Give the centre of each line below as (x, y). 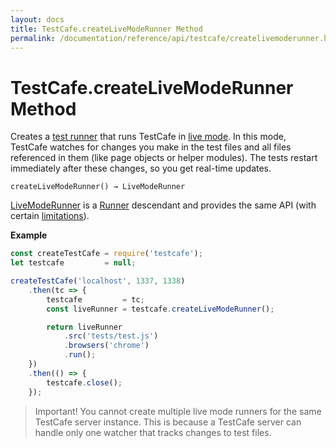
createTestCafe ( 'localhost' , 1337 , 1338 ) (98, 281)
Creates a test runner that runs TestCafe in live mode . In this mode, (148, 137)
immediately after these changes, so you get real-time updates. (141, 168)
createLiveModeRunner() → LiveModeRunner (98, 187)
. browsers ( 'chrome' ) (106, 346)
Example (29, 235)
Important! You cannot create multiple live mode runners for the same (178, 411)
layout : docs (37, 19)
